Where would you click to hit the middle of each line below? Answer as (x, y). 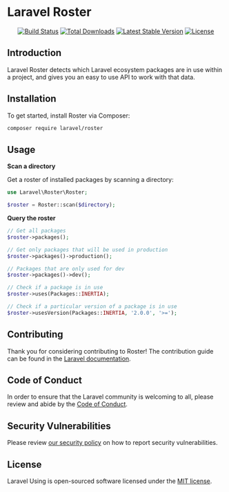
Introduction (34, 53)
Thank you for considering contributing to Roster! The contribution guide (110, 351)
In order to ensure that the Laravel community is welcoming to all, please (110, 397)
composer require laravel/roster (55, 128)
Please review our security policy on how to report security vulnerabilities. (112, 443)
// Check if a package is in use (55, 288)
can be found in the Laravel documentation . (69, 358)
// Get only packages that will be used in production (88, 250)
